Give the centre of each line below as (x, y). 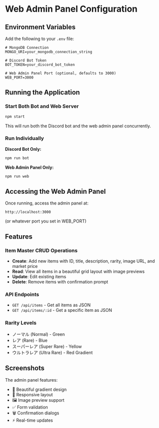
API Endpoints (22, 295)
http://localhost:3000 (28, 212)
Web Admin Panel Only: (29, 167)
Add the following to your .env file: (40, 39)
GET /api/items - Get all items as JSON (51, 305)
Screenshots (25, 368)
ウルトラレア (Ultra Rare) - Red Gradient (52, 352)
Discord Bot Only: (23, 149)
